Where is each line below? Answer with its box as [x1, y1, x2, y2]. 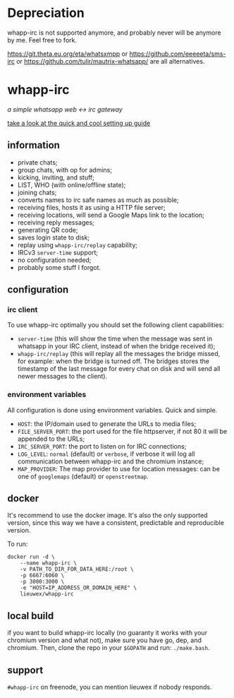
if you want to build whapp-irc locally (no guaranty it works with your [7, 629, 208, 637]
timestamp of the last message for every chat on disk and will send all [17, 365, 221, 373]
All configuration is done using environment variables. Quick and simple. [7, 406, 218, 414]
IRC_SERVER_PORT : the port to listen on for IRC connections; [17, 442, 187, 450]
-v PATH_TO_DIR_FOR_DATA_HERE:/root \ [20, 566, 134, 573]
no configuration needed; [17, 256, 92, 264]
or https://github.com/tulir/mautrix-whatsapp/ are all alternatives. [16, 57, 205, 65]
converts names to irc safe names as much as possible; [17, 196, 179, 204]
